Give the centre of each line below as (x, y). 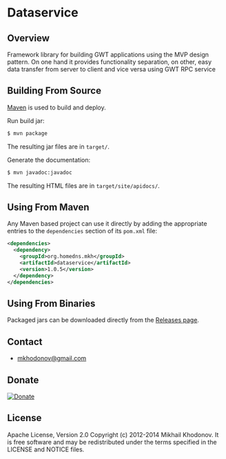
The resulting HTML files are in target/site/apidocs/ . (83, 185)
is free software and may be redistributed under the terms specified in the (112, 442)
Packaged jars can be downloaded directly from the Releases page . (103, 320)
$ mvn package (28, 133)
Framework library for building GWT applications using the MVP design (108, 54)
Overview (29, 38)
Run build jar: (26, 120)
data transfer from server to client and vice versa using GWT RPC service (111, 69)
